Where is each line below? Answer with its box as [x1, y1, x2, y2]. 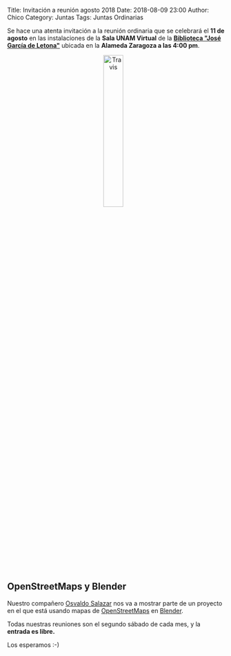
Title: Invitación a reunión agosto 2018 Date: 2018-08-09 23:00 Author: [7, 6, 209, 14]
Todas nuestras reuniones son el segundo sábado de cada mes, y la [7, 619, 201, 628]
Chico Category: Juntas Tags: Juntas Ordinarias [7, 13, 143, 21]
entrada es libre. [7, 627, 55, 635]
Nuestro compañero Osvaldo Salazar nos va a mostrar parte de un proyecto [7, 599, 223, 608]
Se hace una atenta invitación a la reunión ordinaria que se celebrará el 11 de [7, 27, 225, 35]
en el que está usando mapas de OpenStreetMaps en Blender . [7, 606, 184, 614]
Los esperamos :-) [7, 640, 60, 649]
